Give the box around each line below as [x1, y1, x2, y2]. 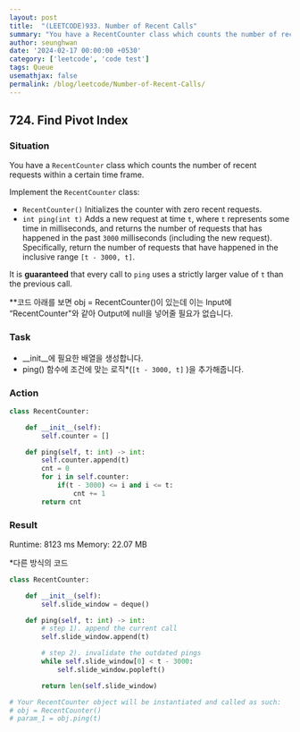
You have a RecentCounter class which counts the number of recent [9, 160, 257, 171]
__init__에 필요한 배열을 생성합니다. [21, 353, 144, 363]
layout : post [9, 13, 58, 22]
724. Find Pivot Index [9, 113, 129, 128]
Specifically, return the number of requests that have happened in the [21, 243, 279, 253]
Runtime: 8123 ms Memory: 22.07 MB [9, 539, 147, 549]
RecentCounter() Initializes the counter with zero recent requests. [21, 204, 262, 215]
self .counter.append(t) [41, 455, 129, 465]
